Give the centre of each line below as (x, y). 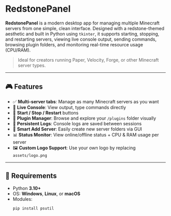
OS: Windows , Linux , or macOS (46, 194)
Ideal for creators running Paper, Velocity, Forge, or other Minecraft (88, 60)
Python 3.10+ (27, 188)
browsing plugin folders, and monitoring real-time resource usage (74, 44)
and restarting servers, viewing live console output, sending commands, (81, 39)
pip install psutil (33, 208)
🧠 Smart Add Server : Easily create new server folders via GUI (77, 129)
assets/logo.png (30, 155)
